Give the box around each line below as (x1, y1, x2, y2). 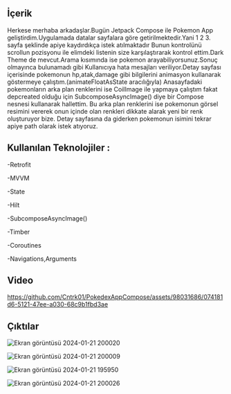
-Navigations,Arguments (7, 255, 77, 263)
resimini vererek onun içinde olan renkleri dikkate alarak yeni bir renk (7, 107, 203, 115)
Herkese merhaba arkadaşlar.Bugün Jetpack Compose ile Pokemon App (7, 26, 214, 34)
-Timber (7, 228, 30, 236)
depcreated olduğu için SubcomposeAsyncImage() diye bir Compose (7, 92, 204, 101)
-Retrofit (7, 160, 31, 169)
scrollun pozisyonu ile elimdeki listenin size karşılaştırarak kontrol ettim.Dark (7, 48, 224, 56)
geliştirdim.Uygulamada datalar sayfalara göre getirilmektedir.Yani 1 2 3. (7, 33, 211, 42)
